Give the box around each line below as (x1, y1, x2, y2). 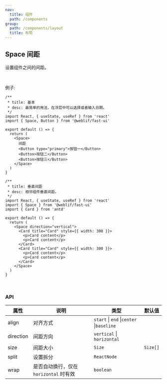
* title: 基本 (7, 100, 35, 105)
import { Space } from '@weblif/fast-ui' (5, 202, 92, 207)
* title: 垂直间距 (7, 184, 43, 189)
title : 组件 (9, 12, 33, 17)
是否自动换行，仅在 (33, 363, 79, 370)
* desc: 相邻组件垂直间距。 (7, 189, 59, 194)
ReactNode (93, 354, 117, 360)
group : (5, 21, 19, 26)
